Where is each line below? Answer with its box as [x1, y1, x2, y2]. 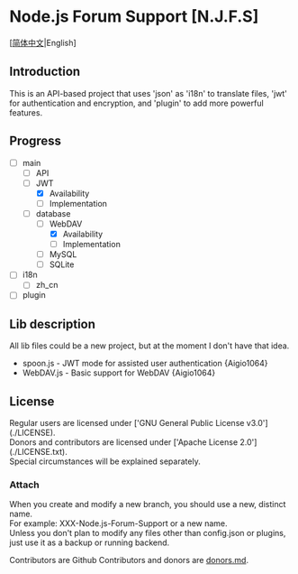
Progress [9, 134, 61, 149]
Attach [9, 478, 40, 491]
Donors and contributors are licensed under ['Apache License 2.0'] [9, 437, 257, 448]
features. [9, 106, 43, 118]
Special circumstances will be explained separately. [9, 456, 201, 467]
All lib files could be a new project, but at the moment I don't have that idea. [9, 340, 290, 351]
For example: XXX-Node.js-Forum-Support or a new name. [9, 518, 228, 529]
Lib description [9, 316, 96, 331]
